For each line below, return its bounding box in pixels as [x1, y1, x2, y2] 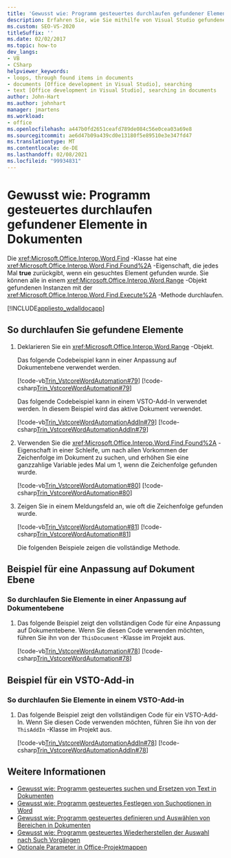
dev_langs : [7, 49, 38, 56]
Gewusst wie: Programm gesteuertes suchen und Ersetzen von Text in [16, 784, 217, 792]
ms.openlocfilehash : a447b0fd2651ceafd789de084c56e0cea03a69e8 [7, 126, 192, 132]
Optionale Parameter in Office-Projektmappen [16, 843, 148, 851]
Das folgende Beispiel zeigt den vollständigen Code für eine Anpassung [16, 619, 221, 628]
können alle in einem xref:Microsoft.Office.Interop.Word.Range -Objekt [7, 276, 208, 284]
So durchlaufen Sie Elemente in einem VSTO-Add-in [7, 695, 184, 704]
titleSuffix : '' [7, 29, 54, 37]
